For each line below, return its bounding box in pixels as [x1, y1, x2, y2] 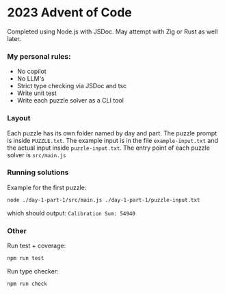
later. [7, 34, 22, 42]
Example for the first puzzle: [7, 183, 87, 191]
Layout [7, 113, 31, 123]
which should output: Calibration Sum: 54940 [7, 209, 135, 217]
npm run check [7, 280, 48, 287]
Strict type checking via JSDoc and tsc [16, 82, 127, 90]
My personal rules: [7, 51, 71, 61]
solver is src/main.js [7, 150, 66, 159]
